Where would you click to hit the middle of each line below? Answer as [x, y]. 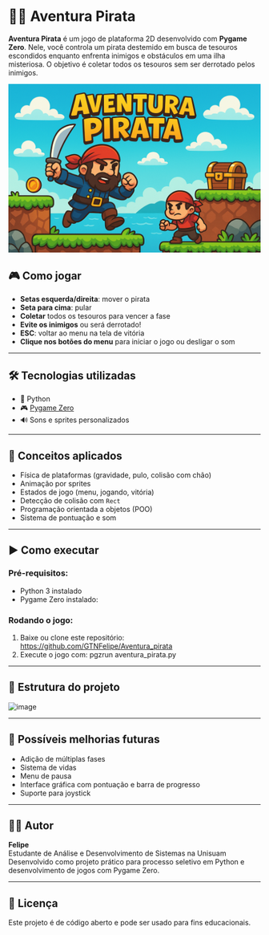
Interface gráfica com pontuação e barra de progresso [110, 784]
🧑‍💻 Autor [31, 826]
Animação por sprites [55, 484]
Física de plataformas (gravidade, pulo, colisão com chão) [116, 475]
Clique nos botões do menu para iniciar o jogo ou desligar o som [127, 342]
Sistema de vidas [48, 767]
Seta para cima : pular [56, 307]
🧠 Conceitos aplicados [65, 455]
